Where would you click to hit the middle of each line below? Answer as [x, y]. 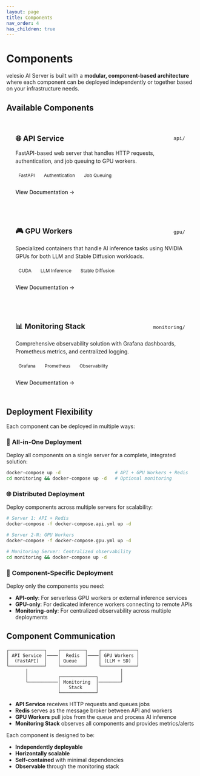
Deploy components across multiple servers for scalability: [80, 507]
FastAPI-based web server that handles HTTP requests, [85, 153]
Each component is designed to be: [51, 735]
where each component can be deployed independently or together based [99, 82]
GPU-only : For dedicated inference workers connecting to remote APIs [104, 604]
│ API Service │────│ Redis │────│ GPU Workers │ [73, 655]
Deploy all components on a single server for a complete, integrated [91, 455]
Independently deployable [49, 747]
